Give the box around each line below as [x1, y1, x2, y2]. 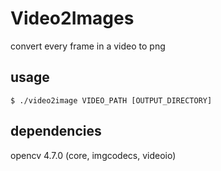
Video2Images [10, 7, 135, 30]
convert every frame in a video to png [10, 40, 166, 52]
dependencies [10, 123, 102, 140]
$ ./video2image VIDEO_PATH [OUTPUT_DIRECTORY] [10, 95, 213, 106]
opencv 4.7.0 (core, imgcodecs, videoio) [10, 149, 177, 161]
